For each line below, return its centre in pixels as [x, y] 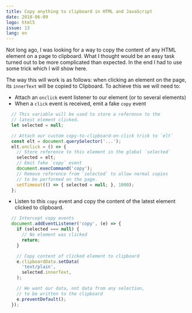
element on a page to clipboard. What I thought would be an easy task [90, 56]
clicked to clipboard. [39, 208]
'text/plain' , [39, 267]
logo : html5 [20, 22]
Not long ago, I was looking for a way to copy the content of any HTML [91, 50]
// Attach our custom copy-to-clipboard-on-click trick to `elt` [92, 136]
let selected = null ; [38, 125]
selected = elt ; [36, 158]
